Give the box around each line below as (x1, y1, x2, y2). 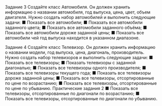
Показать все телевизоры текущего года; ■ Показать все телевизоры (5, 70, 151, 76)
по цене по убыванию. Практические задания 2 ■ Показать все (5, 86, 138, 91)
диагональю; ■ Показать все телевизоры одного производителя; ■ (5, 65, 146, 71)
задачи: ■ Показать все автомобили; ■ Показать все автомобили (5, 19, 143, 25)
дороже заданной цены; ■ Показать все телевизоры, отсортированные (5, 75, 154, 81)
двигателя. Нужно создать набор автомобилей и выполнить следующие (5, 15, 156, 20)
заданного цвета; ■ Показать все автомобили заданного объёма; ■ (5, 25, 147, 30)
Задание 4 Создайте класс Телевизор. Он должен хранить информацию (5, 45, 156, 50)
